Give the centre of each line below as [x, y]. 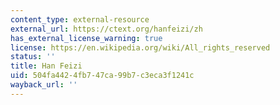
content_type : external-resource [80, 19]
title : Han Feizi [46, 66]
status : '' [33, 57]
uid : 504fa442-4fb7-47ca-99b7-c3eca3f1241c [102, 76]
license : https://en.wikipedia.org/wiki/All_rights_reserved [140, 47]
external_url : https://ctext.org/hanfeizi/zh [106, 29]
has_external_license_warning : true [86, 38]
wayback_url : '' [44, 85]
